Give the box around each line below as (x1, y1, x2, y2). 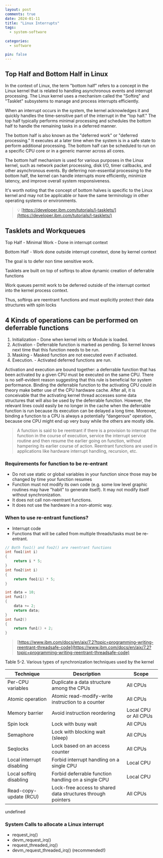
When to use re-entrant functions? (5, 514, 89, 521)
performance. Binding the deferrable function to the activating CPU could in (5, 382, 157, 388)
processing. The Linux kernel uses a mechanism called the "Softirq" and (5, 93, 149, 99)
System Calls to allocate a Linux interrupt (5, 821, 104, 828)
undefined (5, 809, 26, 815)
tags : (5, 25, 16, 30)
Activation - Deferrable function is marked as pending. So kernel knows (12, 342, 155, 347)
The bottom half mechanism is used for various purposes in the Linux (5, 157, 144, 163)
